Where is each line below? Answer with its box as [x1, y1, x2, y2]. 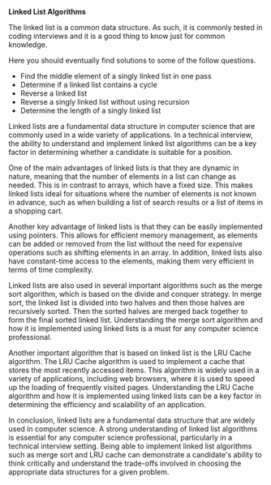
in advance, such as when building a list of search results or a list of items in [8, 198, 264, 207]
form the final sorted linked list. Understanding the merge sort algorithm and [8, 315, 264, 324]
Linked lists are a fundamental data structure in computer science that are [8, 122, 256, 131]
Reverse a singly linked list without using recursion [19, 97, 190, 106]
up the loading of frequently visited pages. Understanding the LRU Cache [8, 383, 254, 392]
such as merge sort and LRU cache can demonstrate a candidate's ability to [8, 450, 262, 459]
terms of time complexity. [8, 265, 94, 274]
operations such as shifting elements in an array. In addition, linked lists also [8, 247, 263, 257]
